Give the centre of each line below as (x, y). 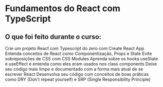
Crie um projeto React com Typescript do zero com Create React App (75, 48)
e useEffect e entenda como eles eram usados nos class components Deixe (81, 64)
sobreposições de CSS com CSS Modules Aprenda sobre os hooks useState (81, 59)
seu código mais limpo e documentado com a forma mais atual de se (74, 69)
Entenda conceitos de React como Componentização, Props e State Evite (79, 53)
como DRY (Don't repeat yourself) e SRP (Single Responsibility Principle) (78, 79)
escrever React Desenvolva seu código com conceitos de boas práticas (77, 74)
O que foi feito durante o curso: (53, 37)
